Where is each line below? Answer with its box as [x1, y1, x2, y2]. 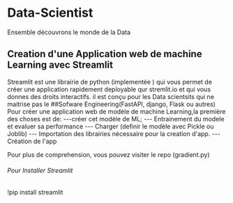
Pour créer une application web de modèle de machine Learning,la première [7, 107, 226, 116]
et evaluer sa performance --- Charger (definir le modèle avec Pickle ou [7, 122, 214, 130]
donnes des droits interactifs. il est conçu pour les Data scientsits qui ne [7, 92, 215, 100]
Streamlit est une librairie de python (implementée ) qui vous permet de [7, 77, 213, 86]
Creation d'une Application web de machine [7, 48, 202, 60]
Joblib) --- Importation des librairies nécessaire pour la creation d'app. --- [7, 129, 221, 137]
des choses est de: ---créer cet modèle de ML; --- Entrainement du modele [7, 114, 225, 123]
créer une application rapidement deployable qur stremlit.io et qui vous [7, 85, 211, 93]
